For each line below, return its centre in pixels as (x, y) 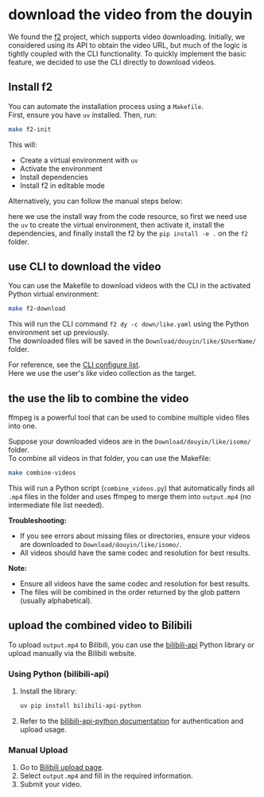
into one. (23, 426)
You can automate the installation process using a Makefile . (106, 106)
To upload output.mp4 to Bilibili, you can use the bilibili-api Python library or (131, 645)
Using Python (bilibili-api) (59, 674)
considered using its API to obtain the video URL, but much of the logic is (128, 45)
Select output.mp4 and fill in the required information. (106, 776)
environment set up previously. (59, 333)
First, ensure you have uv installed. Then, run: (83, 115)
